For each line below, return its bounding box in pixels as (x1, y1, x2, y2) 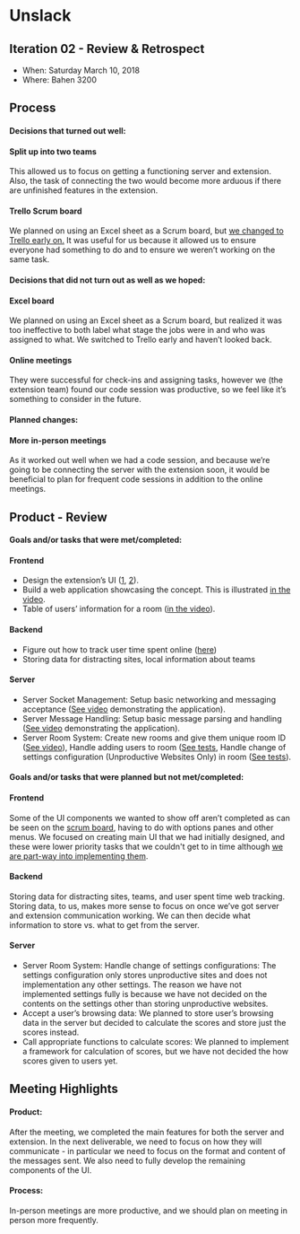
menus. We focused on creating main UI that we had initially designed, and (9, 831, 285, 842)
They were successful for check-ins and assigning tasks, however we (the (9, 374, 284, 386)
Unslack (9, 5, 72, 26)
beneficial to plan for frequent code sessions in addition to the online (9, 474, 263, 485)
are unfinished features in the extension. (9, 185, 159, 196)
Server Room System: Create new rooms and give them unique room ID (21, 732, 287, 743)
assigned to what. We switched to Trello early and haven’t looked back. (9, 334, 272, 346)
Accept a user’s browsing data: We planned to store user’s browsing (21, 1007, 274, 1019)
